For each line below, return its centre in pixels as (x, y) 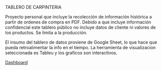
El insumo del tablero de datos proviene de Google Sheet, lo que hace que (81, 42)
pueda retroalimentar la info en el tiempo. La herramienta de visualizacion (81, 47)
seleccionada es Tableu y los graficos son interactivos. (61, 53)
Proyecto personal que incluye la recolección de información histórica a (79, 17)
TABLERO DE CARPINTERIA (33, 7)
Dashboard (17, 62)
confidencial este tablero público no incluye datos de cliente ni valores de (81, 27)
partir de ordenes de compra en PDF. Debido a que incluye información (78, 22)
